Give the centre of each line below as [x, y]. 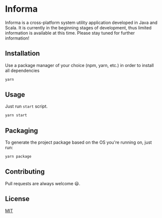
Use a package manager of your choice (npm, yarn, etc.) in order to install [80, 65]
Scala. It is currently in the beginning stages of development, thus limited [78, 27]
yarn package [18, 157]
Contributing [25, 172]
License [17, 199]
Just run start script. [26, 107]
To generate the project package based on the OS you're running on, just [79, 142]
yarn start [16, 115]
